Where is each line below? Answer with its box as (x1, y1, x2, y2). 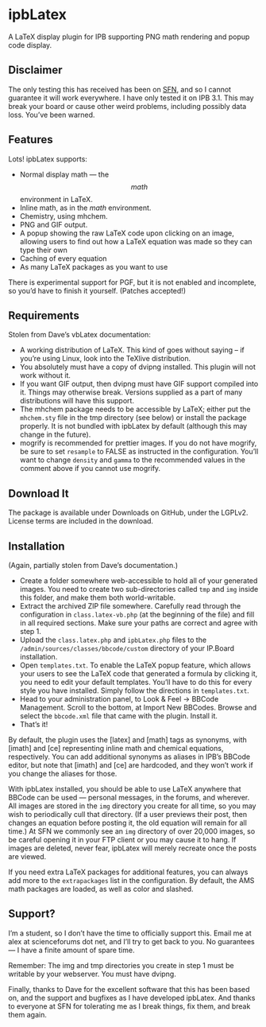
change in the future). (19, 430, 91, 439)
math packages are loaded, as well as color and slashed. (8, 885, 194, 893)
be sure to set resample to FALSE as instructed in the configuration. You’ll (19, 447, 259, 457)
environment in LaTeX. (19, 194, 93, 204)
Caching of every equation (19, 253, 107, 263)
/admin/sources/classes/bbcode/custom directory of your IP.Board (19, 644, 235, 653)
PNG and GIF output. (19, 220, 88, 229)
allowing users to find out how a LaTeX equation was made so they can (19, 236, 253, 246)
